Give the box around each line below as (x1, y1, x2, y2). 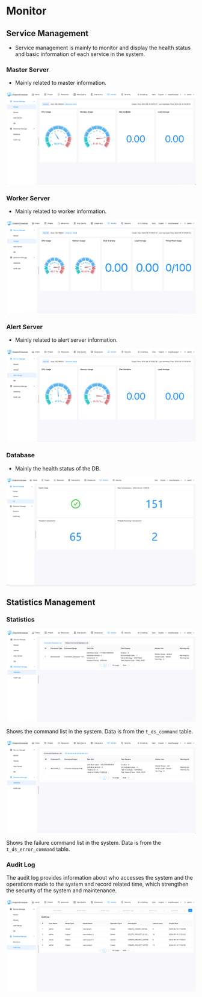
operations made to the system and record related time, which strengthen (6, 880, 189, 888)
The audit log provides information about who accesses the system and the (6, 874, 194, 881)
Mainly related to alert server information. (14, 336, 118, 344)
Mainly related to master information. (14, 79, 107, 87)
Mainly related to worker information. (14, 208, 107, 215)
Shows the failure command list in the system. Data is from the (6, 839, 161, 846)
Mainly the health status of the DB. (14, 465, 101, 472)
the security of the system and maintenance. (6, 887, 117, 894)
